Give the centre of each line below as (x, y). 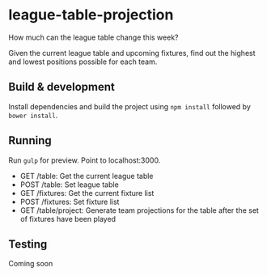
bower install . (33, 115)
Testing (28, 244)
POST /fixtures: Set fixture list (70, 202)
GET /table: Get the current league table (87, 176)
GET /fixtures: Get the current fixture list (87, 193)
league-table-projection (91, 15)
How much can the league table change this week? (93, 37)
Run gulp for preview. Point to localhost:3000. (85, 160)
